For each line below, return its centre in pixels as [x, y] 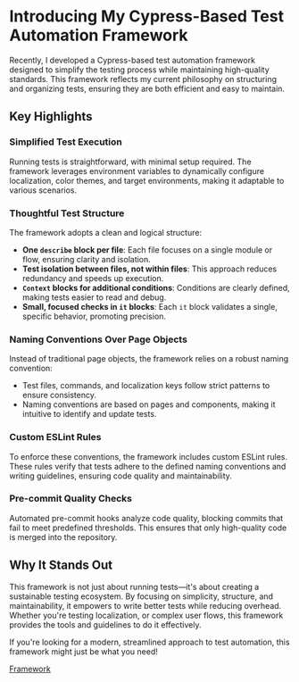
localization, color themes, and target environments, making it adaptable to [147, 180]
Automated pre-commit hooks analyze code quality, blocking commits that [146, 518]
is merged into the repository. [63, 536]
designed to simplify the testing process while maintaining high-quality [139, 70]
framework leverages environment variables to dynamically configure [137, 170]
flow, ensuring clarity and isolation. [87, 259]
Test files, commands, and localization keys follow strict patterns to [146, 386]
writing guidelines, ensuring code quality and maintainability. [120, 476]
